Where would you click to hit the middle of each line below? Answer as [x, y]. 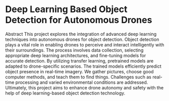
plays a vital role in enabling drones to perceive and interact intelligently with [85, 44]
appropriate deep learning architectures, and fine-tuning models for [76, 55]
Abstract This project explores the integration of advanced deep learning [81, 34]
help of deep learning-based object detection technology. [65, 93]
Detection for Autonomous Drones [79, 20]
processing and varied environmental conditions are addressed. [82, 82]
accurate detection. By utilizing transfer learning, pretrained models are [79, 61]
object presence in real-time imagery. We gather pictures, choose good [79, 71]
